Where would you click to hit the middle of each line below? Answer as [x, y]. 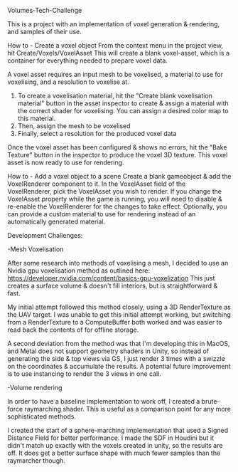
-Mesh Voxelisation [36, 249]
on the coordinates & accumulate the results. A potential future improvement [119, 366]
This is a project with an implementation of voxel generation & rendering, [114, 24]
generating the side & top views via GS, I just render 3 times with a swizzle [116, 358]
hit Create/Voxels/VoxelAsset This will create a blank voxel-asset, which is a [118, 53]
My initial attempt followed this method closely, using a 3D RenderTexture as [119, 307]
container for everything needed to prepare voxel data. [88, 61]
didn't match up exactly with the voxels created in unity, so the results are [115, 445]
